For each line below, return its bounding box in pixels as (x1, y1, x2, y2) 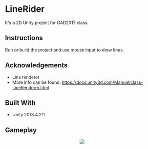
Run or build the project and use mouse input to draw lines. (5, 47, 124, 52)
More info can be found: (12, 79, 61, 85)
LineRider (5, 3, 45, 15)
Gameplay (5, 126, 37, 134)
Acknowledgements (5, 61, 68, 70)
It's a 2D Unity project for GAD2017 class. (5, 20, 89, 25)
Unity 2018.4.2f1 (12, 112, 45, 118)
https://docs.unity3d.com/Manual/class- (62, 79, 143, 85)
